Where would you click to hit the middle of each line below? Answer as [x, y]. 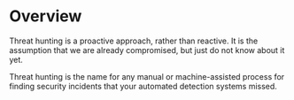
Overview [46, 16]
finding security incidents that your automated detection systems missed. [143, 86]
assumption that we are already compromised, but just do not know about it [147, 50]
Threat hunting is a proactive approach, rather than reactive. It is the [134, 41]
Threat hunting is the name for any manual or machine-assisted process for [147, 76]
